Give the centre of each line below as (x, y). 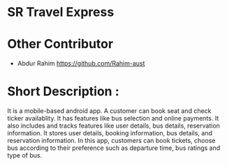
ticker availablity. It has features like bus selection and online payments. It (113, 119)
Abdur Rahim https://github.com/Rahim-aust (81, 63)
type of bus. (25, 156)
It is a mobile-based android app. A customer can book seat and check (109, 111)
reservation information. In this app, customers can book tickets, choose (111, 141)
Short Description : (64, 92)
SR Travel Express (61, 12)
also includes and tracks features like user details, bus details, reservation (113, 126)
